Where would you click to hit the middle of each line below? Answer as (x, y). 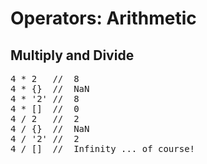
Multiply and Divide (72, 55)
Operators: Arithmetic (103, 18)
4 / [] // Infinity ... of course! (103, 148)
